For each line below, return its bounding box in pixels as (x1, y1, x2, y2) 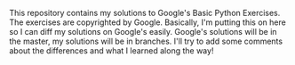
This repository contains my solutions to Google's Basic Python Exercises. (9, 8, 281, 18)
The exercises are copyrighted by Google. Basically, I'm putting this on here (9, 17, 286, 28)
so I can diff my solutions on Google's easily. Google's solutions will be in (9, 27, 277, 37)
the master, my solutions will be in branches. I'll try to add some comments (9, 36, 283, 46)
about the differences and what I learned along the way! (9, 45, 214, 56)
